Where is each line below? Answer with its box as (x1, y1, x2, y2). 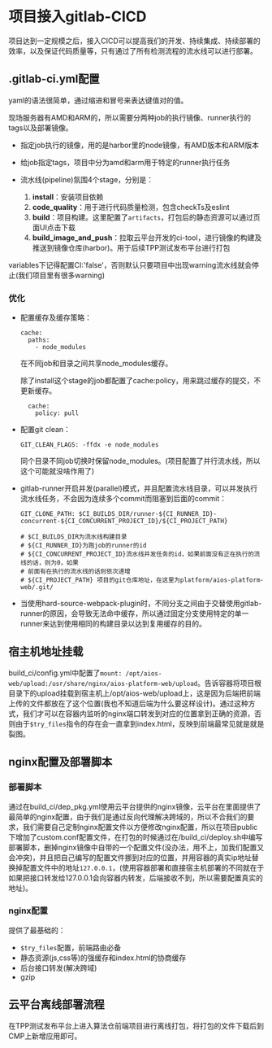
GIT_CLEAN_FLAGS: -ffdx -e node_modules (19, 441, 159, 449)
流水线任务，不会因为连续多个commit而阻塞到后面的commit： (19, 494, 227, 504)
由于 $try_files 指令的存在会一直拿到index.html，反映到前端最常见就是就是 (15, 718, 265, 728)
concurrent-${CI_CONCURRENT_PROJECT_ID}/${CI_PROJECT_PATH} (19, 517, 228, 526)
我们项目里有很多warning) (18, 270, 106, 280)
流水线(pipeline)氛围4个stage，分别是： (19, 174, 154, 184)
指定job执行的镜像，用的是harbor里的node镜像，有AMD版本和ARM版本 (19, 140, 260, 150)
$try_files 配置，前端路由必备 (19, 942, 122, 952)
